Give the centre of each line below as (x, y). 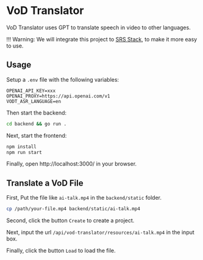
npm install (21, 147)
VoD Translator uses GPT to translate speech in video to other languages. (98, 27)
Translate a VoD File (45, 183)
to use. (15, 46)
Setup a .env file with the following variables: (63, 79)
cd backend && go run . (37, 124)
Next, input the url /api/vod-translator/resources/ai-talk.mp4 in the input (101, 233)
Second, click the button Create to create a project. (70, 220)
